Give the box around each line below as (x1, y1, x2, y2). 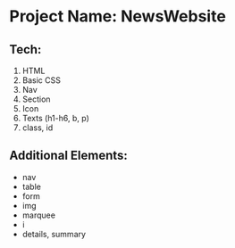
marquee (21, 210, 56, 220)
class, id (21, 122, 54, 133)
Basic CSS (21, 75, 61, 86)
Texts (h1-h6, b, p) (21, 113, 89, 123)
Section (21, 94, 51, 104)
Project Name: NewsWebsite (9, 6, 226, 27)
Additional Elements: (9, 148, 128, 163)
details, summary (21, 228, 87, 239)
